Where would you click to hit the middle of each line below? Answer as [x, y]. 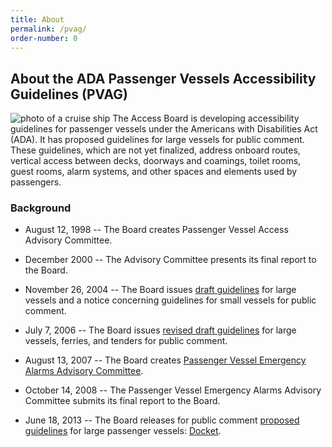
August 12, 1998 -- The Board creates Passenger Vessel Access [156, 230]
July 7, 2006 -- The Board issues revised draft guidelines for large [160, 330]
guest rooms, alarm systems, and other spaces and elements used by [154, 172]
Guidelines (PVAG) [69, 94]
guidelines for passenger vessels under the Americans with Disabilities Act [164, 129]
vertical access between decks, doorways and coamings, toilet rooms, [156, 161]
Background [41, 208]
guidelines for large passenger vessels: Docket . [123, 431]
